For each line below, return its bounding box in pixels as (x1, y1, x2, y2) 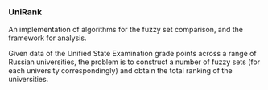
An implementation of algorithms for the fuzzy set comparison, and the (8, 25, 244, 35)
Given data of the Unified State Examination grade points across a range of (8, 49, 258, 59)
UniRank (8, 6, 43, 18)
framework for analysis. (8, 33, 87, 43)
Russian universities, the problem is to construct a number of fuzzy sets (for (8, 57, 260, 67)
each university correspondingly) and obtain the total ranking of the (8, 66, 233, 76)
